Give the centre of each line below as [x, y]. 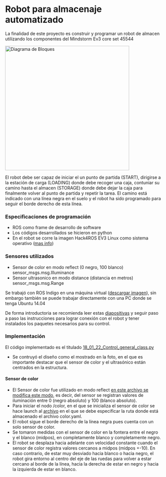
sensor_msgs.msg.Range [38, 283]
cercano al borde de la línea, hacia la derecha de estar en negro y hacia [85, 464]
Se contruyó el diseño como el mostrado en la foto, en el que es [78, 357]
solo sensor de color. [34, 427]
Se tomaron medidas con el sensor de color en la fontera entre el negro [85, 432]
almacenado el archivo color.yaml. [47, 416]
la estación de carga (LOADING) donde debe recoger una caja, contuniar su [83, 182]
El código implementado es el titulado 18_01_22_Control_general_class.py [80, 347]
